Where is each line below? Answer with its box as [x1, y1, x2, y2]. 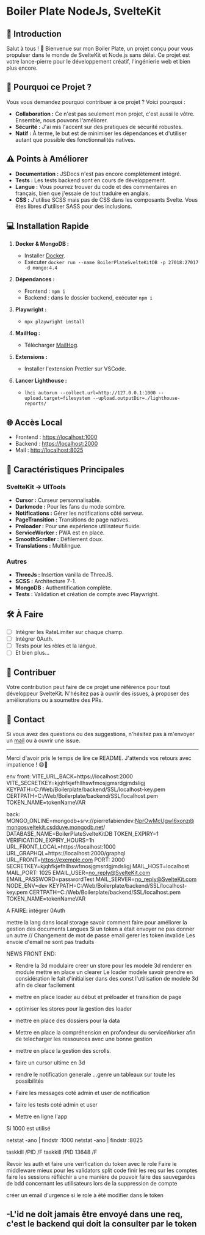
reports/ [24, 400, 47, 407]
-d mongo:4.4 [24, 265, 58, 271]
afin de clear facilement [15, 981, 75, 989]
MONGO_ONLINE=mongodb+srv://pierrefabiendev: [6, 817, 135, 824]
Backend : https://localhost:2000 [15, 440, 98, 448]
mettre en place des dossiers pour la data [15, 1017, 120, 1024]
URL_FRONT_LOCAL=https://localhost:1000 [6, 842, 116, 850]
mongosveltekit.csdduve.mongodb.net [6, 824, 104, 831]
